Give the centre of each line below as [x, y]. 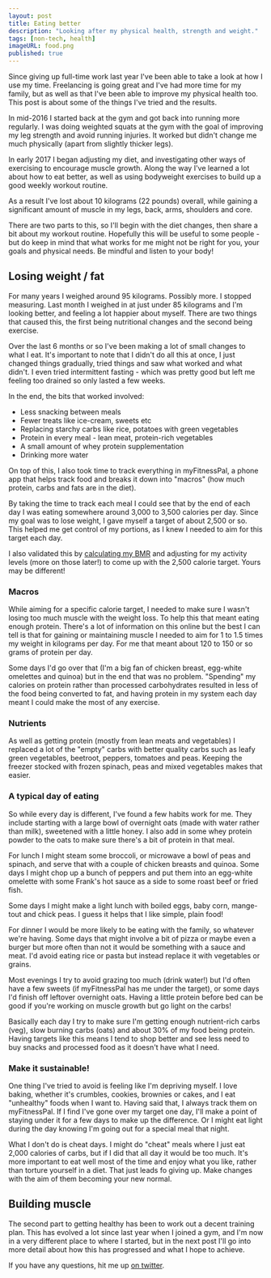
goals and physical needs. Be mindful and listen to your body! [111, 251]
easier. [19, 775]
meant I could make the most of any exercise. [84, 703]
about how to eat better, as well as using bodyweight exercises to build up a [135, 176]
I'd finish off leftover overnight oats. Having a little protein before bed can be [136, 997]
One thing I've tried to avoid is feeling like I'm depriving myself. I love [123, 1086]
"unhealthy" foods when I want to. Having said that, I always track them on [133, 1103]
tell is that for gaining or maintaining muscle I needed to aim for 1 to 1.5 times [136, 635]
